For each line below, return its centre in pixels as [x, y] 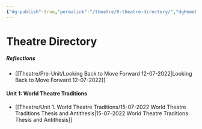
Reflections [21, 58]
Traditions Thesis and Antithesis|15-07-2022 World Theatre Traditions [101, 113]
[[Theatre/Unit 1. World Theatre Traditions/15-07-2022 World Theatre [100, 107]
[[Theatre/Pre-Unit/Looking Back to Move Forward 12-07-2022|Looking [103, 73]
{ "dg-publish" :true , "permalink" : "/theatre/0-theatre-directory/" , [91, 12]
